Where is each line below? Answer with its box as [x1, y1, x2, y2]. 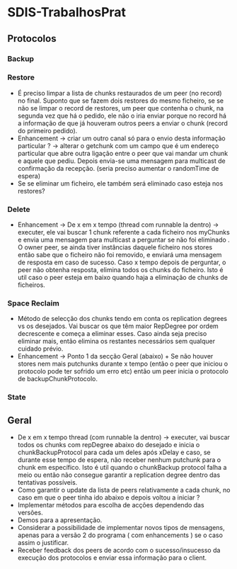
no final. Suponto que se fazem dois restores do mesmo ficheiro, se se [17, 96, 224, 105]
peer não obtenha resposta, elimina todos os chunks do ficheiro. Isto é [17, 266, 224, 274]
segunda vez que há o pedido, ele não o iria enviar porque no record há [17, 111, 226, 120]
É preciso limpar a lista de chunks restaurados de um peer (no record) [17, 89, 222, 97]
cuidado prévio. [17, 344, 64, 353]
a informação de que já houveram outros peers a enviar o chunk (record [17, 118, 229, 128]
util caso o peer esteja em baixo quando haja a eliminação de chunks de [17, 274, 229, 282]
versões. [17, 508, 44, 517]
